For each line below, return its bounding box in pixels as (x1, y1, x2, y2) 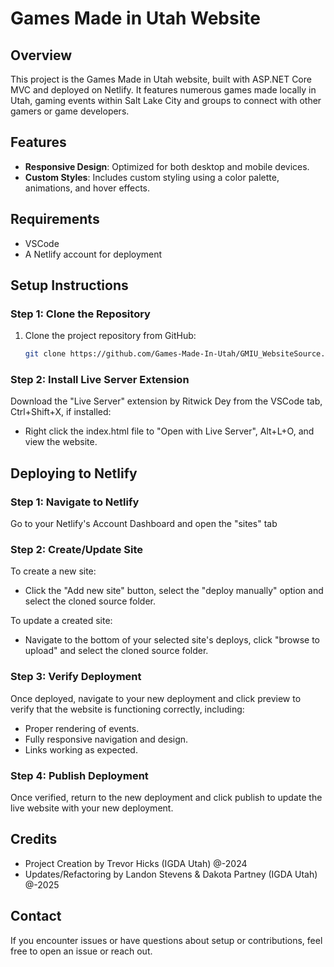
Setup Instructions (10, 277, 129, 294)
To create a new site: (10, 565, 97, 577)
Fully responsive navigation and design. (24, 733, 189, 745)
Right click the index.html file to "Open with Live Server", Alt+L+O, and (24, 425, 315, 437)
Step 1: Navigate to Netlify (10, 495, 140, 509)
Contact (10, 908, 62, 925)
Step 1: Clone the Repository (10, 307, 151, 321)
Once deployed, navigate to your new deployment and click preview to (10, 692, 302, 704)
